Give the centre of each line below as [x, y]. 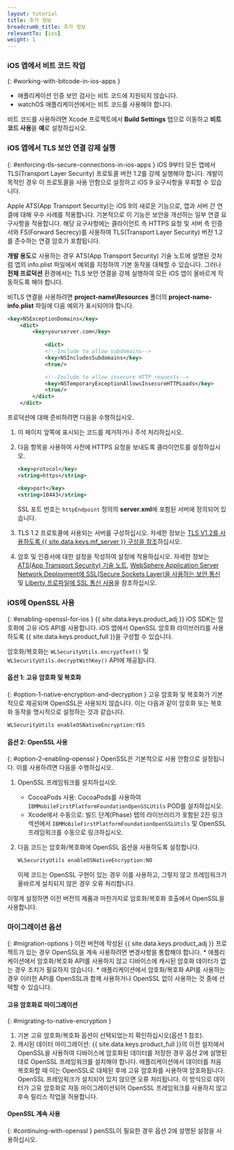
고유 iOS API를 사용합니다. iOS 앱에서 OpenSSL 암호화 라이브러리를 [118, 628]
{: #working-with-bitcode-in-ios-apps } [64, 81]
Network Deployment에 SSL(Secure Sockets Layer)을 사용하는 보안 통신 [119, 574]
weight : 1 [22, 40]
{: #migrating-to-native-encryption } [59, 1020]
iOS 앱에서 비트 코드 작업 [46, 66]
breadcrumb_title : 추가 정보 [46, 27]
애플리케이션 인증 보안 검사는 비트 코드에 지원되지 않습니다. [97, 96]
